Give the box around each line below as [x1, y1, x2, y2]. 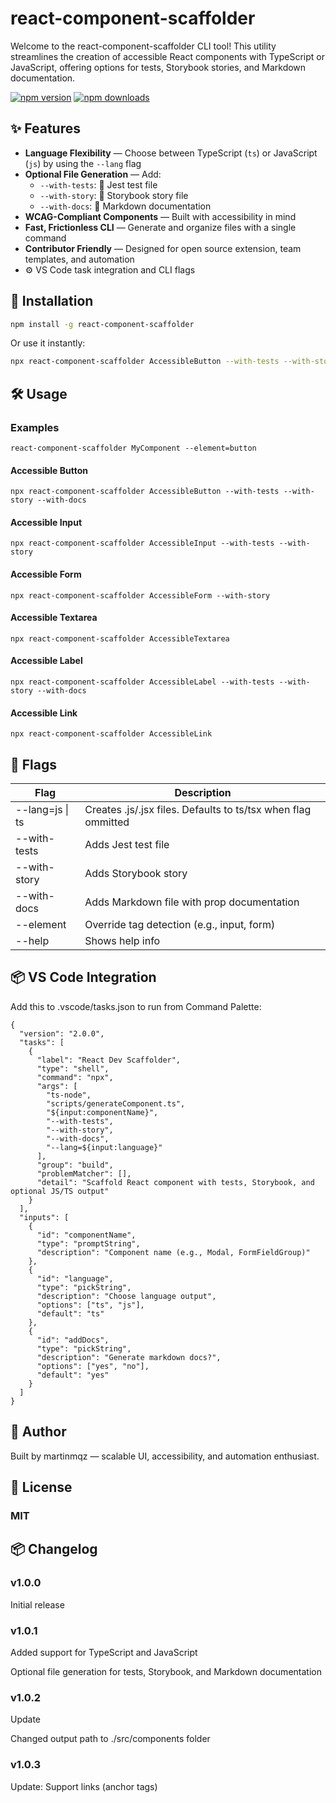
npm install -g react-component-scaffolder [10, 319, 195, 329]
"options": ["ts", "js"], [36, 1300, 145, 1310]
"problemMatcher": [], [36, 1168, 132, 1179]
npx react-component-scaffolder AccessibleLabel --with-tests [10, 677, 275, 687]
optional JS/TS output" [10, 1186, 110, 1196]
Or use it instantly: [10, 337, 86, 349]
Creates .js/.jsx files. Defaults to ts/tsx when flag [84, 803, 312, 817]
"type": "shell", [36, 1063, 110, 1074]
